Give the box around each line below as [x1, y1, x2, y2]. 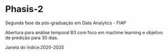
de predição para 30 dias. [5, 35, 59, 41]
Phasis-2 [5, 3, 44, 15]
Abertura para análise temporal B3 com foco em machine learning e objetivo [5, 29, 163, 35]
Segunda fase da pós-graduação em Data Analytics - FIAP [5, 20, 126, 26]
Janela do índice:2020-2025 [5, 44, 64, 50]
